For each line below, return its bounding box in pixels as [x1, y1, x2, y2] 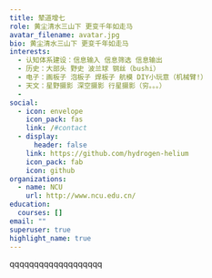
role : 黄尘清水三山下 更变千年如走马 [9, 22, 134, 31]
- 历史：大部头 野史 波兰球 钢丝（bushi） [17, 65, 161, 74]
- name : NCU [17, 183, 64, 192]
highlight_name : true [9, 233, 92, 242]
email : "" [9, 216, 47, 226]
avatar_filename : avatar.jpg [9, 30, 120, 39]
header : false [33, 140, 88, 149]
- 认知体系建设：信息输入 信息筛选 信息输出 [17, 56, 163, 65]
